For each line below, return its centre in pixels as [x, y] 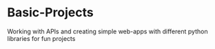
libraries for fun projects [41, 38]
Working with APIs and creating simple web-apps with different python [107, 31]
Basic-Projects [51, 13]
